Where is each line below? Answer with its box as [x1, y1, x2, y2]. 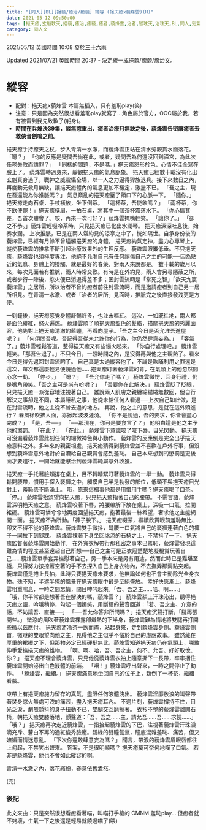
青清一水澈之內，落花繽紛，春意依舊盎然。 [6, 764, 114, 772]
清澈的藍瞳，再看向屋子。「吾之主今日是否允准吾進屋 [54, 327, 186, 335]
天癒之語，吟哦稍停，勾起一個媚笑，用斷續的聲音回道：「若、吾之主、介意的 [6, 601, 197, 608]
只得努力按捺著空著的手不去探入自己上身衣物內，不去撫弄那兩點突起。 [17, 562, 194, 570]
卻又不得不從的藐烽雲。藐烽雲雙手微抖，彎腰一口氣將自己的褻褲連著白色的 [6, 524, 194, 531]
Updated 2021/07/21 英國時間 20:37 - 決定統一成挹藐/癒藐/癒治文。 [6, 56, 176, 64]
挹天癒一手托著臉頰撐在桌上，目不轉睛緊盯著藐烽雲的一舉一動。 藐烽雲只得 [6, 470, 196, 478]
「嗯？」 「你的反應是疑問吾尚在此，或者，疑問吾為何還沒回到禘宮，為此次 [6, 153, 196, 161]
